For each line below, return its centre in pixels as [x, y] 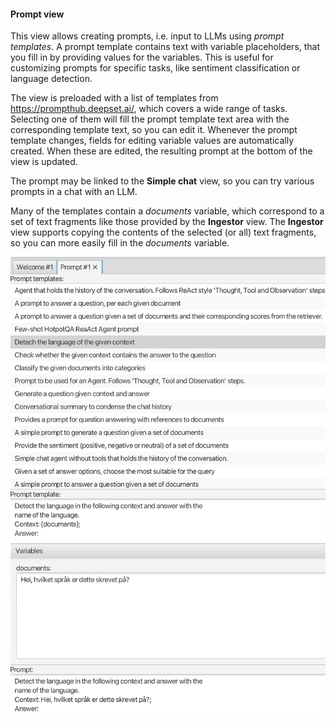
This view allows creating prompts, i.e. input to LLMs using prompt [147, 36]
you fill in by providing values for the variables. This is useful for [142, 57]
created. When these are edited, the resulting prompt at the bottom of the [161, 151]
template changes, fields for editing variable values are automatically [152, 141]
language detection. [51, 79]
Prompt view [37, 14]
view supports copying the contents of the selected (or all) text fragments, [163, 232]
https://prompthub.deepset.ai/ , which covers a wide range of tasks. [149, 109]
